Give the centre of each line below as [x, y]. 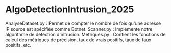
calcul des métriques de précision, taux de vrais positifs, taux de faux [78, 40]
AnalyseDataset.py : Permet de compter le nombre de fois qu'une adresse [83, 23]
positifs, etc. [18, 45]
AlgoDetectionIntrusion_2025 [70, 9]
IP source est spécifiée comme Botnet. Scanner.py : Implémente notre [79, 29]
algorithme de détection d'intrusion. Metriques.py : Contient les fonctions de [86, 34]
